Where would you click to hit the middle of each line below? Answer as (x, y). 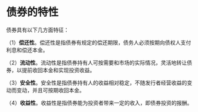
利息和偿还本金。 (27, 50)
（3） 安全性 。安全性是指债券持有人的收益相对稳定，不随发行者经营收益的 (97, 83)
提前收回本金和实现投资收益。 (58, 70)
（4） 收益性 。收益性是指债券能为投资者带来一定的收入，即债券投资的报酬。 (99, 102)
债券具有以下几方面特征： (38, 30)
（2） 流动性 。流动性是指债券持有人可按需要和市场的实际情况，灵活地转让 (97, 63)
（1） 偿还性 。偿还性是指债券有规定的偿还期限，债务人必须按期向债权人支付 (99, 42)
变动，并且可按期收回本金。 (50, 90)
